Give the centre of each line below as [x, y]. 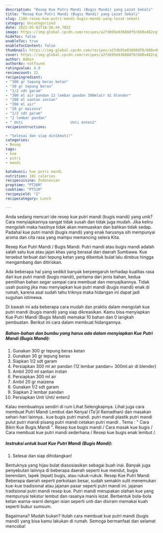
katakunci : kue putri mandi [34, 171]
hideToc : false [21, 37]
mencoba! [15, 526]
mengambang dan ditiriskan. [34, 262]
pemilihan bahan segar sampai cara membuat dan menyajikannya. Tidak [77, 282]
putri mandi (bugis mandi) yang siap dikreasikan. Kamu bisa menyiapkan [78, 312]
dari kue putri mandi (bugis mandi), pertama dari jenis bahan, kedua [73, 277]
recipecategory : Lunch [28, 199]
